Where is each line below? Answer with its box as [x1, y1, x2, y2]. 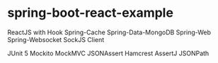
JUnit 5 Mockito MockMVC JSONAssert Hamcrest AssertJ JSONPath [7, 49, 210, 57]
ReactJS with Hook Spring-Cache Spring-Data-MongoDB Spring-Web [7, 28, 211, 36]
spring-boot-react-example [7, 5, 173, 21]
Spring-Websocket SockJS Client [7, 35, 105, 43]
